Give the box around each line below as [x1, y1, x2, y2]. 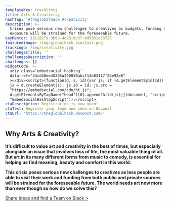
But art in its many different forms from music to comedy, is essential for [5, 154, 161, 160]
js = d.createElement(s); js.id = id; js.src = [10, 83, 112, 88]
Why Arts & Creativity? [5, 130, 79, 138]
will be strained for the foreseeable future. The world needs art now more [5, 180, 163, 186]
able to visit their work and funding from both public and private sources [5, 174, 161, 180]
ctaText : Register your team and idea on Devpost [5, 106, 112, 111]
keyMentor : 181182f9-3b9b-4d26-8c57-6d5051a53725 [5, 36, 112, 41]
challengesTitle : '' [5, 50, 49, 55]
